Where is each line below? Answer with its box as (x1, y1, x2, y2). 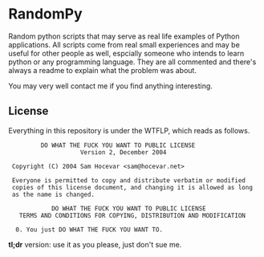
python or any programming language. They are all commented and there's (8, 57, 257, 67)
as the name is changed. (11, 190, 95, 198)
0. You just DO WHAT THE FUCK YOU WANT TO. (15, 226, 163, 234)
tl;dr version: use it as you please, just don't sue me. (8, 239, 182, 249)
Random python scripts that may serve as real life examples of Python (8, 31, 240, 41)
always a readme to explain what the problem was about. (8, 65, 197, 75)
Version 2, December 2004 (79, 148, 167, 157)
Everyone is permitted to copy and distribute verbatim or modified (11, 176, 246, 185)
